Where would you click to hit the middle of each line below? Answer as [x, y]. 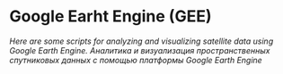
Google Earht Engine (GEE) [111, 16]
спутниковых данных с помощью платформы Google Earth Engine [136, 60]
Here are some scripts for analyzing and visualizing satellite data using [141, 41]
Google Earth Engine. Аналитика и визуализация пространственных [140, 50]
